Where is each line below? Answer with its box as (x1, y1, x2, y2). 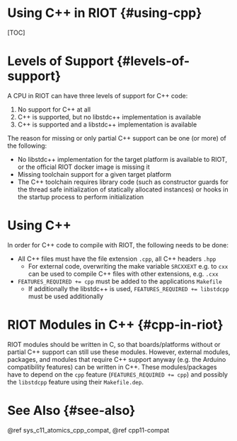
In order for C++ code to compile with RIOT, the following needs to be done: (7, 240, 229, 249)
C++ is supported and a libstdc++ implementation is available (17, 120, 197, 129)
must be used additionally (28, 292, 104, 300)
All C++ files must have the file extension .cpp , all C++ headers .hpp (17, 254, 216, 263)
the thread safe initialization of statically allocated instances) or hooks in (17, 185, 229, 194)
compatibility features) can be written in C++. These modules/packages (7, 363, 217, 371)
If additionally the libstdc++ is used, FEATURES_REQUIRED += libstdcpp (28, 284, 230, 293)
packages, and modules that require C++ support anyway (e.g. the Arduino (7, 355, 226, 363)
